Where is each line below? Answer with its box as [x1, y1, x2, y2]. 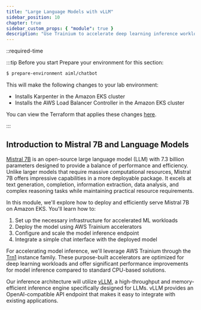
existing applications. [6, 297, 59, 304]
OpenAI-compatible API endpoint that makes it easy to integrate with [6, 290, 175, 297]
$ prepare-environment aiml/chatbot [6, 70, 98, 76]
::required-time [6, 47, 44, 54]
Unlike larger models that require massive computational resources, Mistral [6, 168, 191, 175]
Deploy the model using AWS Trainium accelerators [14, 223, 142, 230]
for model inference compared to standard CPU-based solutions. [6, 266, 166, 274]
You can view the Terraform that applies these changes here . [6, 111, 157, 118]
